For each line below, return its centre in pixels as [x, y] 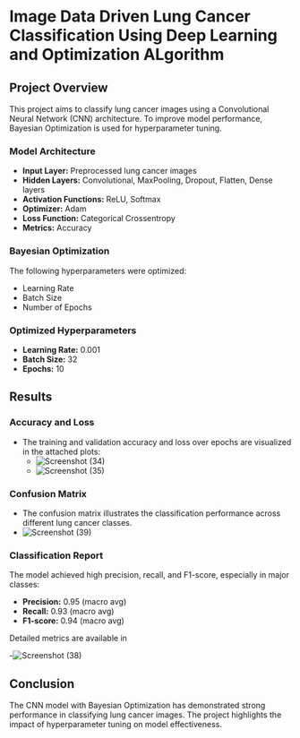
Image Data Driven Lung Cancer [130, 17]
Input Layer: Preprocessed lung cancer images [109, 171]
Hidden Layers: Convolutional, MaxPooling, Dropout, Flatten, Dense [147, 180]
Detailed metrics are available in [69, 639]
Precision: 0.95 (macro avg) [74, 602]
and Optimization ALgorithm [117, 55]
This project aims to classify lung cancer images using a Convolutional [139, 109]
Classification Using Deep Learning [143, 35]
